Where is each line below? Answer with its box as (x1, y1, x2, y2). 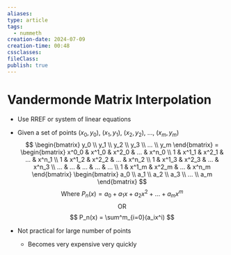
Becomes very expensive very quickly (27, 240, 137, 248)
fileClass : (7, 56, 39, 63)
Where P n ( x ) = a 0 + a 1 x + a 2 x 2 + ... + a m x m (61, 188, 184, 199)
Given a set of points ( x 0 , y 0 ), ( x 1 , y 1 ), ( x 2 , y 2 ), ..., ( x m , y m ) (17, 128, 180, 138)
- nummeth (13, 29, 42, 37)
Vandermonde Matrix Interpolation (7, 92, 212, 108)
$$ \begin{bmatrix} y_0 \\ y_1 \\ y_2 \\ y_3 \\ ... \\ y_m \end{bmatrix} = (25, 140, 219, 149)
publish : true (7, 62, 49, 69)
